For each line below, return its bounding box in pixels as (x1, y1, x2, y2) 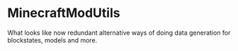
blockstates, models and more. (7, 35, 98, 44)
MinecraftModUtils (7, 5, 120, 21)
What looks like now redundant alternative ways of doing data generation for (7, 28, 231, 37)
